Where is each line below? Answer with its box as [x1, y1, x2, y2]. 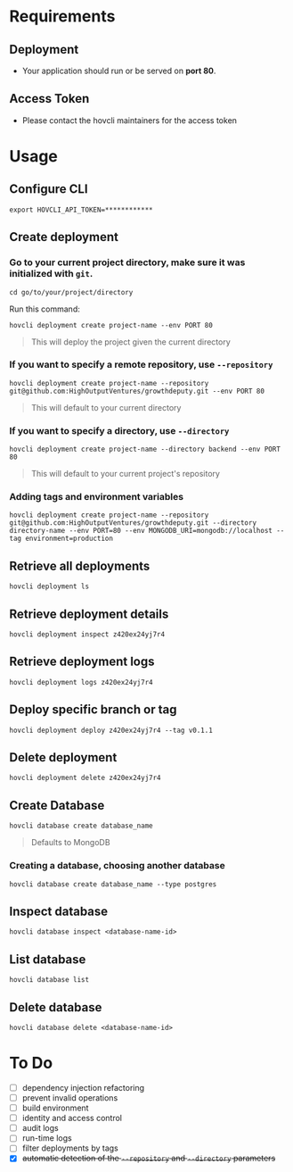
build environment [21, 1102, 89, 1113]
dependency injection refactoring [21, 1082, 145, 1093]
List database [9, 952, 86, 967]
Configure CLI [9, 181, 88, 197]
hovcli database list [9, 976, 90, 985]
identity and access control [21, 1113, 123, 1124]
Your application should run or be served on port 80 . [21, 65, 216, 76]
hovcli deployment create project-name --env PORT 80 [9, 320, 214, 329]
